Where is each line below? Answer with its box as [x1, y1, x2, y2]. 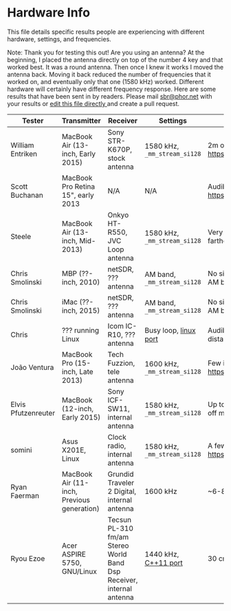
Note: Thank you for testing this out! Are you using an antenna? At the [7, 48, 205, 56]
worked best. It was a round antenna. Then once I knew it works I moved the [7, 63, 224, 71]
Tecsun [107, 515, 132, 524]
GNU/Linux [61, 566, 98, 576]
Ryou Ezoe [10, 553, 45, 563]
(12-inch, [61, 404, 94, 413]
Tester [21, 116, 44, 125]
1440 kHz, [144, 549, 179, 559]
